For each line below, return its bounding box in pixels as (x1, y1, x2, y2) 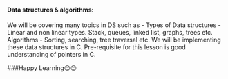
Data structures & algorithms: (7, 6, 94, 14)
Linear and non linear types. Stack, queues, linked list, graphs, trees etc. (7, 28, 213, 37)
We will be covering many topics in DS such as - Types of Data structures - (7, 21, 221, 29)
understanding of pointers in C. (7, 51, 96, 59)
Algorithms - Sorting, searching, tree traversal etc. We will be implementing (7, 35, 221, 44)
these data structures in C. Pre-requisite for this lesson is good (7, 43, 186, 51)
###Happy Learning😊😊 (7, 64, 77, 72)
